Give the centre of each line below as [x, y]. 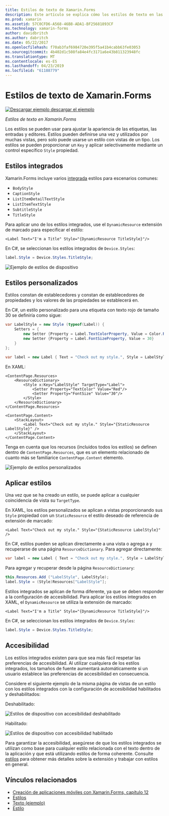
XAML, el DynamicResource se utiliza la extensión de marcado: [69, 602]
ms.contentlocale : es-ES [31, 61]
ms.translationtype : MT [30, 57]
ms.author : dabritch [27, 38]
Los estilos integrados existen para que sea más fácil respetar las [73, 658]
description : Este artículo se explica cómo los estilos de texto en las [84, 15]
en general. [17, 764]
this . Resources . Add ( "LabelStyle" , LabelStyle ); [57, 577]
